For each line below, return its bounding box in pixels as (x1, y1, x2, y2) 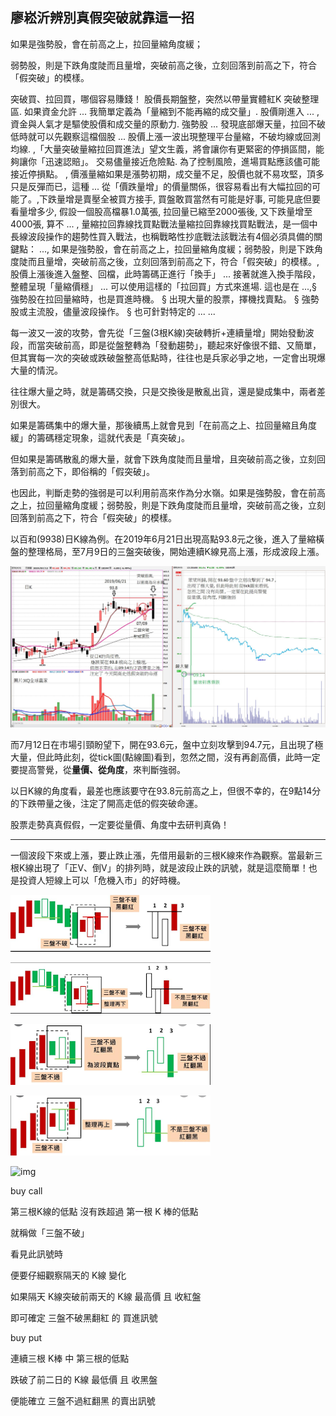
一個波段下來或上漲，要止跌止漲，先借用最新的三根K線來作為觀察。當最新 (10, 849, 315, 862)
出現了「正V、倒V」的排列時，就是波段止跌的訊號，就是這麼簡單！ (33, 862, 309, 874)
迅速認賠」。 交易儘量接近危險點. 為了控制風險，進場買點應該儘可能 (44, 155, 320, 167)
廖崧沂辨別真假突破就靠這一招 (10, 9, 195, 27)
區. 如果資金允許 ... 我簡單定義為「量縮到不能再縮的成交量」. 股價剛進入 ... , (10, 105, 320, 117)
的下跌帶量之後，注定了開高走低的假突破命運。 (10, 798, 203, 810)
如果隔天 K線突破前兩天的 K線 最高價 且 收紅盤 (10, 1291, 202, 1303)
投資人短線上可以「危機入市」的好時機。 (18, 874, 186, 887)
